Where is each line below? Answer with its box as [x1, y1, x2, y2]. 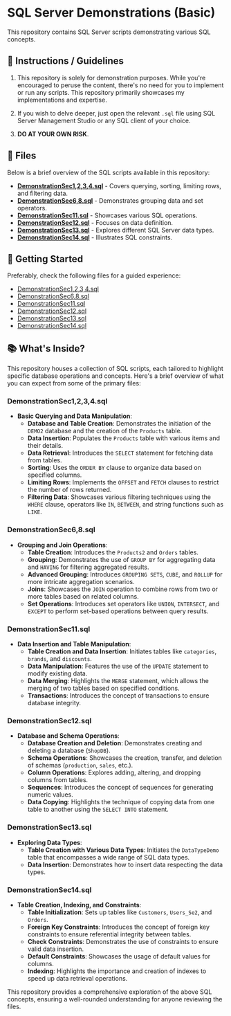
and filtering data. [17, 189, 68, 197]
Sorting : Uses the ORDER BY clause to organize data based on [27, 464, 202, 472]
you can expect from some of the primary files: [7, 379, 141, 388]
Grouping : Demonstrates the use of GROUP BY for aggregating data [27, 555, 216, 563]
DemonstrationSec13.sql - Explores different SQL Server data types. [17, 226, 214, 234]
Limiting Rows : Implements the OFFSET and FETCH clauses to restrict [27, 478, 219, 487]
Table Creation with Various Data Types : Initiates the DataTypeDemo [27, 846, 219, 854]
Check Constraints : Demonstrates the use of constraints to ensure [27, 937, 219, 945]
